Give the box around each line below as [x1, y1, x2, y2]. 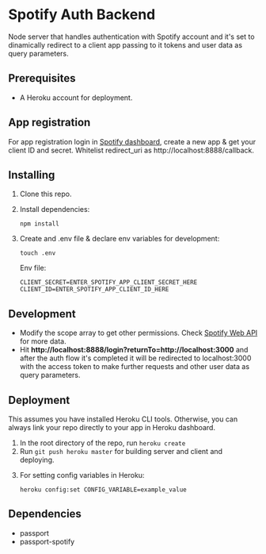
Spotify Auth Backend [8, 6, 156, 24]
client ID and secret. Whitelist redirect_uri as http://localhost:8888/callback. [8, 145, 255, 155]
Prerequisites [8, 71, 76, 85]
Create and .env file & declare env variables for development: [19, 234, 220, 244]
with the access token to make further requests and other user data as [19, 362, 250, 371]
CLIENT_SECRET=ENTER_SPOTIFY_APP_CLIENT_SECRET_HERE [19, 279, 198, 287]
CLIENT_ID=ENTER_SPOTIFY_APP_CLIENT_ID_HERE [19, 286, 169, 294]
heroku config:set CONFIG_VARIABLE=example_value [19, 486, 188, 494]
